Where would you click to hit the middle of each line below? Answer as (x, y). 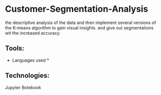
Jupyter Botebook (23, 87)
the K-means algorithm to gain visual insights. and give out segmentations (79, 27)
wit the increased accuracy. (33, 33)
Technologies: (27, 76)
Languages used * (30, 60)
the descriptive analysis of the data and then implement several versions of (80, 23)
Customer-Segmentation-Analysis (77, 9)
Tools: (15, 48)
